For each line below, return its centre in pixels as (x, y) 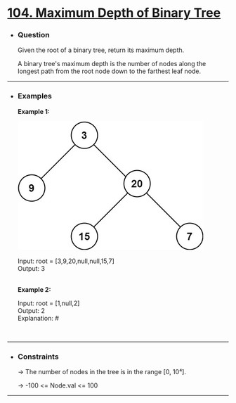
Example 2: (34, 289)
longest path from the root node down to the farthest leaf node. (109, 71)
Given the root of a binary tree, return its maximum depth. (101, 50)
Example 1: (34, 111)
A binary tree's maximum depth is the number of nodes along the (112, 64)
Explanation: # (38, 318)
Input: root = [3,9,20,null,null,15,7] (66, 261)
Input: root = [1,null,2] (48, 303)
